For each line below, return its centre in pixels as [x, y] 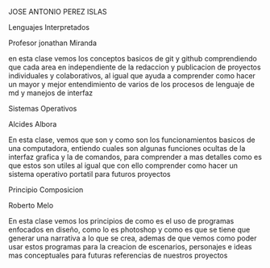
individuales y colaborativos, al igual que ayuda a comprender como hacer [132, 75]
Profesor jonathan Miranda [53, 43]
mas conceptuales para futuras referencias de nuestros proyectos [118, 255]
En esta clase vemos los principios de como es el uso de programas [121, 221]
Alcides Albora [33, 124]
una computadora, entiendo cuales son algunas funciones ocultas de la [127, 148]
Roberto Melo [31, 205]
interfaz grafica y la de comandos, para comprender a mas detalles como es [135, 157]
